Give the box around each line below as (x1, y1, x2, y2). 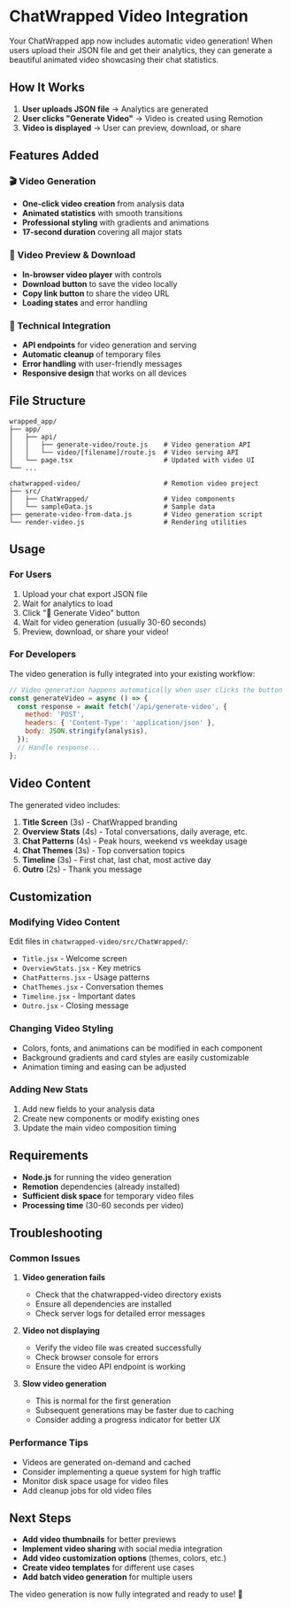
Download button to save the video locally (21, 278, 178, 289)
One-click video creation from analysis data (21, 198, 185, 209)
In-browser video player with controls (21, 268, 162, 280)
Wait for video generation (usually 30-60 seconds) (21, 617, 207, 627)
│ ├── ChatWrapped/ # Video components (9, 494, 236, 503)
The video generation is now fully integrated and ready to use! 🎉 (9, 1589, 243, 1600)
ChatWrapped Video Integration (9, 6, 249, 27)
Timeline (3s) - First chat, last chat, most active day (21, 854, 211, 865)
